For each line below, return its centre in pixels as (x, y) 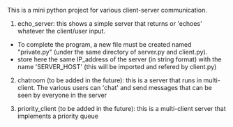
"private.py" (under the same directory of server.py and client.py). (112, 52)
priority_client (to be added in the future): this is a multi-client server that (121, 109)
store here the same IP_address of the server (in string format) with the (119, 59)
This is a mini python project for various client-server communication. (107, 10)
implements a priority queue (58, 116)
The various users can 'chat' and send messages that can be (125, 88)
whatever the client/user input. (61, 31)
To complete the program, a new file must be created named (104, 44)
